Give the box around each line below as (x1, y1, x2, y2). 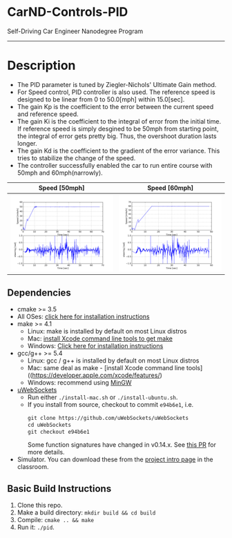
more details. (27, 448, 65, 457)
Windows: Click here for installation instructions (27, 342, 164, 350)
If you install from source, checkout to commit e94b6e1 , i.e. (27, 401, 194, 409)
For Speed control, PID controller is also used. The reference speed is (17, 88, 215, 96)
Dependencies (7, 287, 71, 299)
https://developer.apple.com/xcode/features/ (32, 371, 160, 380)
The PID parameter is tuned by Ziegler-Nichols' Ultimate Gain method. (17, 80, 217, 88)
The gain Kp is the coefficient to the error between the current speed (17, 102, 214, 111)
